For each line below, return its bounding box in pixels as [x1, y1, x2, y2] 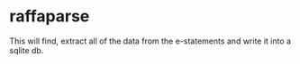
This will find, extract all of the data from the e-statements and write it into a [9, 36, 291, 46]
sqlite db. [9, 44, 44, 55]
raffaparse [9, 6, 90, 27]
